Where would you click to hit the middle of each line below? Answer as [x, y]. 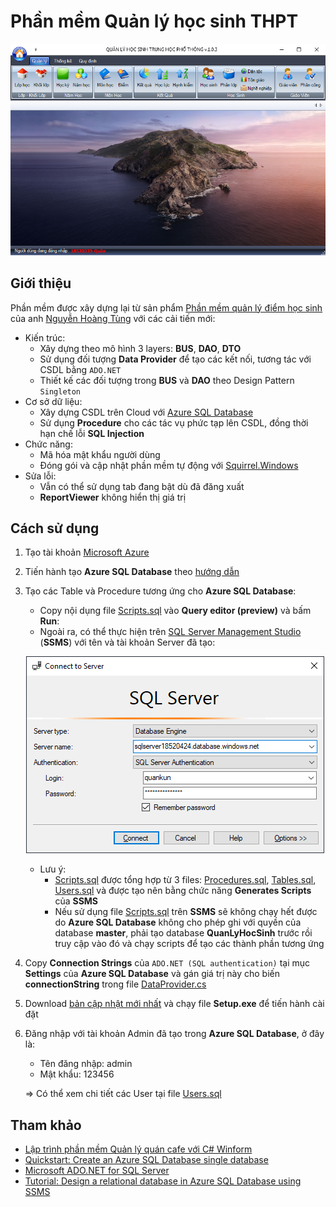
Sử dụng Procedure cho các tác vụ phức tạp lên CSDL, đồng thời [174, 422]
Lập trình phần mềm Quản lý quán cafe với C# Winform [138, 1149]
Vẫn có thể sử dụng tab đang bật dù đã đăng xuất [142, 486]
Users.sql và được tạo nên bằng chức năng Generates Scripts [183, 891]
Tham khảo [46, 1125]
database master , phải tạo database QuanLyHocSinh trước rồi [183, 933]
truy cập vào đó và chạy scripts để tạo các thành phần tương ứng [189, 944]
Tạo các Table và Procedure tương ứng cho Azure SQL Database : [160, 591]
